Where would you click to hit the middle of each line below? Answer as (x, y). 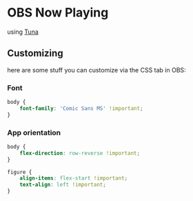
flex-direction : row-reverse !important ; (80, 153)
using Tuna (23, 32)
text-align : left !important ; (63, 185)
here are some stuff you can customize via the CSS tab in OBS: (96, 70)
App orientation (34, 132)
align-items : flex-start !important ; (74, 178)
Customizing (35, 53)
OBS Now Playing (58, 13)
